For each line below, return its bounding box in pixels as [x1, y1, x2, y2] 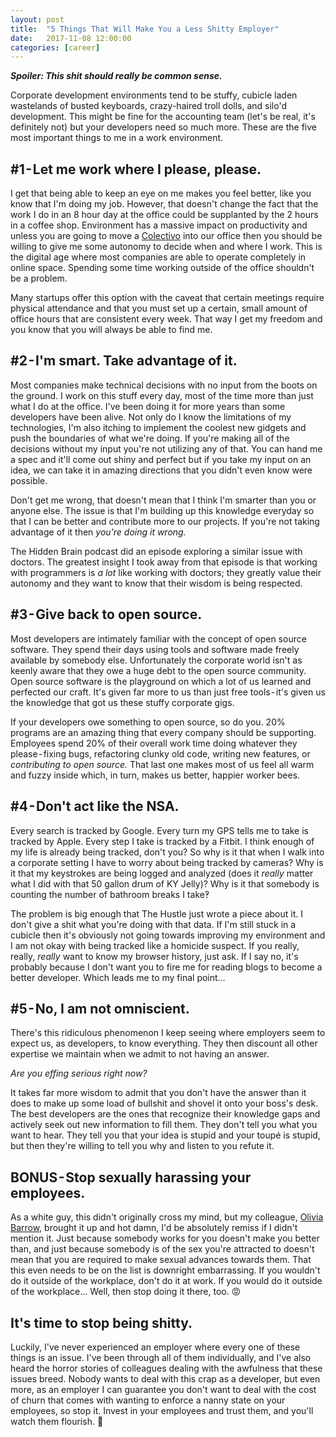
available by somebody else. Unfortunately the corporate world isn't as [10, 654, 303, 666]
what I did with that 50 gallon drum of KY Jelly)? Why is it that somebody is [10, 877, 320, 890]
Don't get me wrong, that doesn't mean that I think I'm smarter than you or [10, 494, 317, 506]
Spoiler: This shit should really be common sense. [10, 70, 223, 82]
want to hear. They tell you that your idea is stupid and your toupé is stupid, [10, 1129, 321, 1141]
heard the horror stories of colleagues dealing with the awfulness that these [10, 1362, 323, 1374]
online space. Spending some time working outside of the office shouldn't [10, 262, 315, 274]
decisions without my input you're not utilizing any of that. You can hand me [10, 442, 323, 455]
